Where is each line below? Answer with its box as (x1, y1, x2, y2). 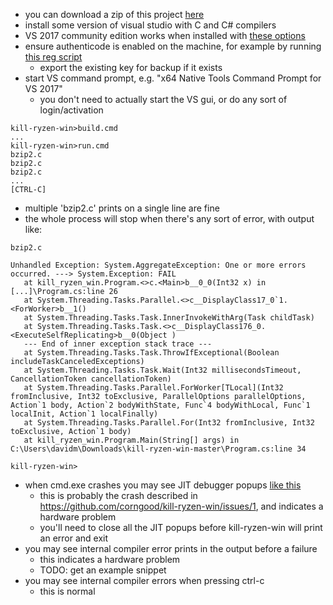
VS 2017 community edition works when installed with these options (24, 30, 306, 41)
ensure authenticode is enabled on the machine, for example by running (24, 40, 322, 52)
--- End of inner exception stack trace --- (23, 339, 213, 349)
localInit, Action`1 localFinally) (10, 409, 159, 419)
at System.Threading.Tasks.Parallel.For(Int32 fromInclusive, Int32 (23, 418, 315, 428)
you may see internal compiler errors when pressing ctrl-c (24, 575, 265, 586)
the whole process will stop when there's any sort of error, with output (24, 213, 315, 224)
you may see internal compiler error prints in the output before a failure (24, 543, 318, 554)
